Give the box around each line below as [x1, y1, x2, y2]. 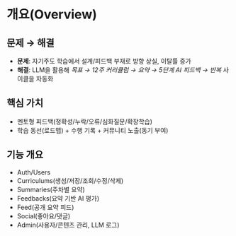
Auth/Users [16, 167, 51, 177]
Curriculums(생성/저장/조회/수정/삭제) [16, 176, 124, 184]
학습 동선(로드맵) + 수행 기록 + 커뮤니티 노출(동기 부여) [16, 126, 169, 134]
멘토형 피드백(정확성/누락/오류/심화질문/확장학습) [16, 117, 153, 126]
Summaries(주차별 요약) [16, 185, 86, 194]
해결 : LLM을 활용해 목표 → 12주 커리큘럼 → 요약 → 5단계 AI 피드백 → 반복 [16, 66, 222, 74]
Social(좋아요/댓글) [16, 211, 71, 220]
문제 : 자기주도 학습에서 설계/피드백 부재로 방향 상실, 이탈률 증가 [16, 57, 192, 65]
